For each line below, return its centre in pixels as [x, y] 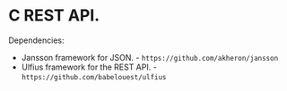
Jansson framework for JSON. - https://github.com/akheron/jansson [150, 57]
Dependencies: [36, 40]
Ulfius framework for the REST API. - [89, 67]
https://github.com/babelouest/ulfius [94, 77]
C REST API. [54, 16]
